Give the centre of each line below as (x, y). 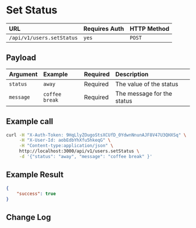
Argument (23, 74)
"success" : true (36, 194)
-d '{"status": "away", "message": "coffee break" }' (86, 157)
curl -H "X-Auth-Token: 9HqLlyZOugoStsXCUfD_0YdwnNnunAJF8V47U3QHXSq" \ (96, 135)
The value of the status (147, 84)
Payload (21, 58)
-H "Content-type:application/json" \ (66, 146)
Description (132, 74)
